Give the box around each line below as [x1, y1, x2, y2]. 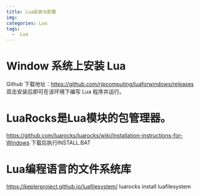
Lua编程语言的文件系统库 [6, 163, 132, 176]
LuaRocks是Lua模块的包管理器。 [6, 111, 172, 125]
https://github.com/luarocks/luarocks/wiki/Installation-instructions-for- [6, 132, 183, 139]
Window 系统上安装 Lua [6, 59, 126, 73]
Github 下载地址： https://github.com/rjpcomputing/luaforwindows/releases [6, 80, 194, 88]
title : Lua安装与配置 [6, 8, 56, 15]
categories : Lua [6, 20, 47, 26]
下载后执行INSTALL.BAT [30, 139, 91, 146]
